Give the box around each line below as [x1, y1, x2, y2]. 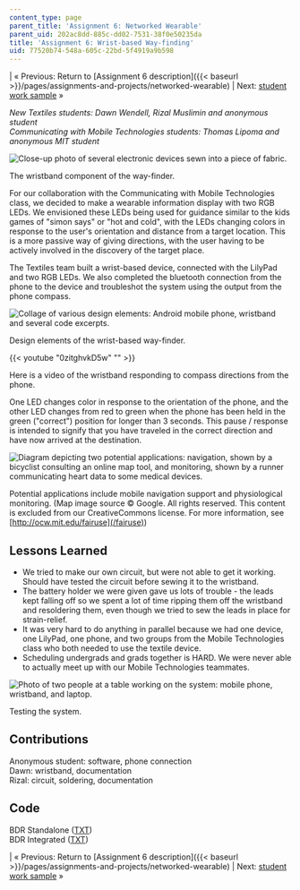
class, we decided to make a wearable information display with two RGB [9, 198, 275, 209]
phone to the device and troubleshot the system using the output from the [9, 281, 282, 292]
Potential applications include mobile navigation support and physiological [9, 489, 284, 500]
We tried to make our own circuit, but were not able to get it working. [21, 566, 276, 578]
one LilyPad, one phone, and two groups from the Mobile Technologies [21, 633, 285, 644]
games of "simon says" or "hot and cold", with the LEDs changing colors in [9, 217, 286, 227]
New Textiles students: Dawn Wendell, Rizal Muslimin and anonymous [9, 107, 269, 118]
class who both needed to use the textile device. [21, 642, 201, 654]
